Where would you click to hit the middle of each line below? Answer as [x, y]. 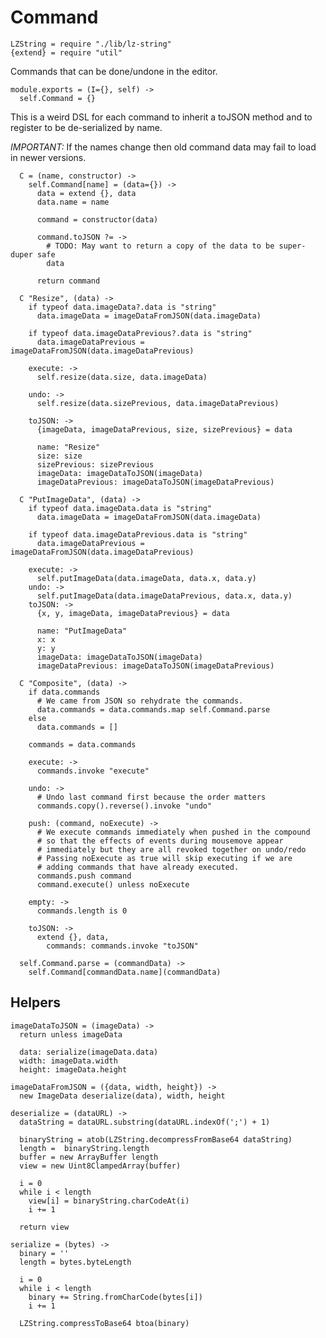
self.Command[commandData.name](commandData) [125, 972]
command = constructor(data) [97, 219]
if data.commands [64, 692]
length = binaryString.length [84, 1148]
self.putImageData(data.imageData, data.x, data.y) [146, 578]
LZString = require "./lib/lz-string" [91, 44]
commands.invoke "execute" [93, 771]
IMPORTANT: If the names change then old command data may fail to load [163, 147]
